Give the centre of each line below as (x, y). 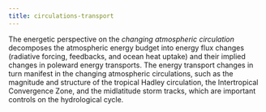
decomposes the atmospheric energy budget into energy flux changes (127, 47)
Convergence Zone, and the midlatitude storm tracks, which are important (132, 91)
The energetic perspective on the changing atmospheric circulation (122, 39)
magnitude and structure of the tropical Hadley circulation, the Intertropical (133, 82)
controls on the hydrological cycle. (66, 99)
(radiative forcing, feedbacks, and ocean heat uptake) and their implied (127, 56)
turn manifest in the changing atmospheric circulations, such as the (121, 73)
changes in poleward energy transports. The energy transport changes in (131, 65)
